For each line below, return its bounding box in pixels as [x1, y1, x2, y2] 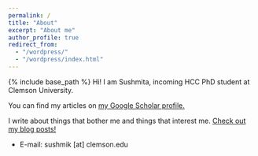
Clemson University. [8, 85, 74, 95]
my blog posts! [8, 124, 57, 134]
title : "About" [8, 19, 58, 27]
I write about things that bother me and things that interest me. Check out [8, 116, 246, 125]
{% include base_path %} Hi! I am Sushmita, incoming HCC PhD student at [8, 76, 250, 87]
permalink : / [8, 11, 51, 20]
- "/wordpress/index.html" [15, 56, 104, 64]
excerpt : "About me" [8, 26, 76, 34]
